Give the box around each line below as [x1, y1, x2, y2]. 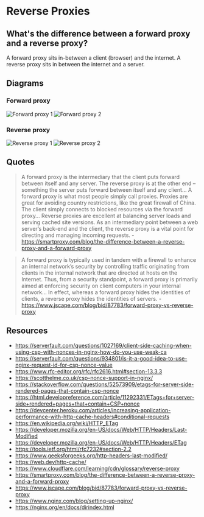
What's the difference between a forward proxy [6, 29, 191, 39]
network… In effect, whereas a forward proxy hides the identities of [21, 288, 191, 296]
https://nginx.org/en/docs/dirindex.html [15, 504, 114, 511]
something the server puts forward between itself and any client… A [21, 186, 192, 193]
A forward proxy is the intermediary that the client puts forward [21, 173, 180, 180]
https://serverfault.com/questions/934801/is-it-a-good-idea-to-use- [15, 354, 188, 362]
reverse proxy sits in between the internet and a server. [6, 61, 145, 68]
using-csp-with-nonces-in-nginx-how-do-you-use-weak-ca [15, 348, 167, 356]
